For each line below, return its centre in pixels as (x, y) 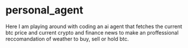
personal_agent (45, 10)
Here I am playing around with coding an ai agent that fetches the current (94, 26)
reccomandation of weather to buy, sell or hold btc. (67, 39)
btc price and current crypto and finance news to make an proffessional (92, 32)
